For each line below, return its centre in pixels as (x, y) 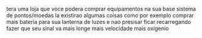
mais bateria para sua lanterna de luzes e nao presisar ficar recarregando (99, 22)
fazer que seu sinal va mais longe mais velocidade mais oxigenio (88, 28)
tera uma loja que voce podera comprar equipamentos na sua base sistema (101, 9)
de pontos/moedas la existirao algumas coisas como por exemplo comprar (100, 15)
